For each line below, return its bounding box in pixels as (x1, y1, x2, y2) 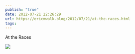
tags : (5, 21, 16, 26)
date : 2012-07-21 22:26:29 (5, 12, 61, 17)
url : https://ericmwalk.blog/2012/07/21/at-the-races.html (5, 16, 131, 21)
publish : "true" (5, 7, 39, 12)
